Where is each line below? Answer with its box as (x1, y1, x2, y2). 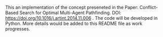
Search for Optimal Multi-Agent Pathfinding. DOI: (19, 10, 121, 16)
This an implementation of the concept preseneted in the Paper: (5, 5, 139, 10)
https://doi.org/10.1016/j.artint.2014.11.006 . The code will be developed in (5, 15, 158, 21)
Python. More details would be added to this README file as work (5, 20, 143, 26)
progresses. (5, 26, 30, 32)
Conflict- (139, 5, 158, 10)
